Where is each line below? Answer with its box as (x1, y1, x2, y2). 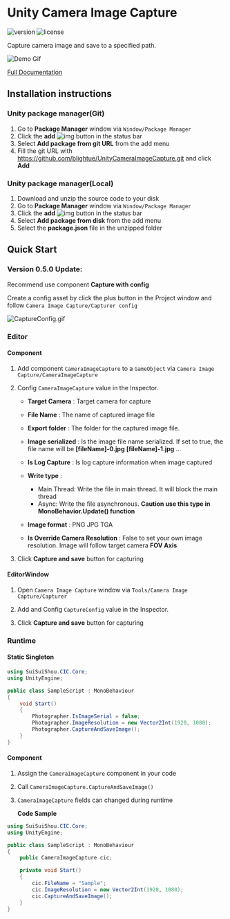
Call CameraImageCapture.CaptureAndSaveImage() (17, 782, 154, 790)
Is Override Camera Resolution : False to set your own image (27, 534, 202, 542)
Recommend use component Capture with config (7, 280, 150, 289)
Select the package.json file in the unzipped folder (17, 224, 162, 232)
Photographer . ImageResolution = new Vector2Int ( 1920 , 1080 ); (32, 720, 212, 727)
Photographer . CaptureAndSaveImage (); (32, 726, 140, 733)
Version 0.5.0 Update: (7, 264, 83, 274)
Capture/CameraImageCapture (17, 372, 98, 379)
